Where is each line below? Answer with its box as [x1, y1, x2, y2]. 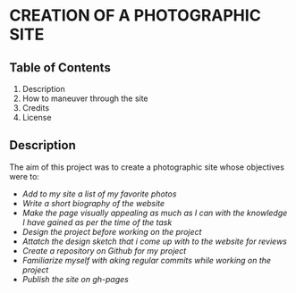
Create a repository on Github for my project [21, 245, 187, 255]
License [21, 113, 52, 122]
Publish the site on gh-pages [21, 273, 130, 284]
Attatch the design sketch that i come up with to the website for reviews [21, 236, 288, 247]
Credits [21, 103, 50, 113]
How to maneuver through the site [21, 93, 149, 104]
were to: [9, 171, 40, 181]
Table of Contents [9, 60, 112, 75]
